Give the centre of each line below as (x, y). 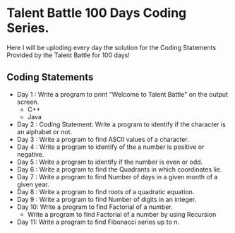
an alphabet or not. (44, 131)
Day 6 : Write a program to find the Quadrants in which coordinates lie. (119, 169)
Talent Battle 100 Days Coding (97, 13)
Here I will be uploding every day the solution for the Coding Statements (112, 47)
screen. (28, 102)
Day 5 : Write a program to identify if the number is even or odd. (110, 162)
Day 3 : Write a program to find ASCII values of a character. (103, 139)
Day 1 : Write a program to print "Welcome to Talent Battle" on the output (122, 94)
